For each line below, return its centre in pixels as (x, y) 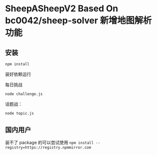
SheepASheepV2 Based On (62, 9)
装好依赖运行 (18, 74)
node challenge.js (24, 94)
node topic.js (20, 113)
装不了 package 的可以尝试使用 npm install (49, 143)
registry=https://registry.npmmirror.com (48, 148)
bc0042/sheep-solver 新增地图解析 (78, 21)
